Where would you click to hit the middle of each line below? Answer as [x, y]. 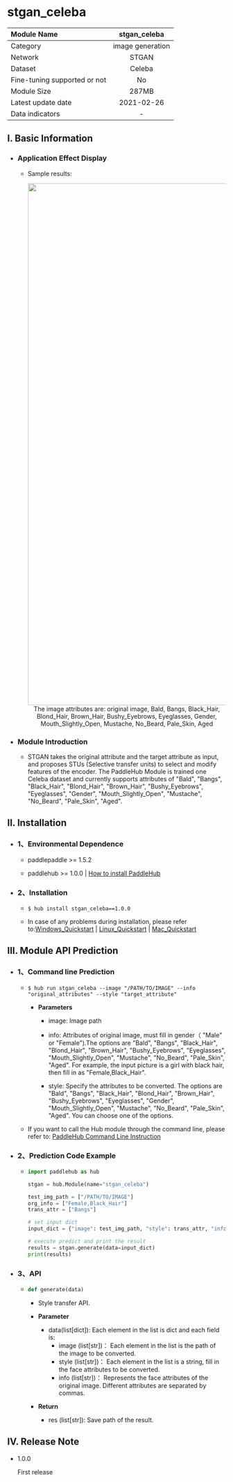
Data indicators [35, 113]
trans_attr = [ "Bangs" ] [62, 1210]
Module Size [31, 91]
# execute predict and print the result [87, 1242]
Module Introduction [52, 742]
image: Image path [75, 1021]
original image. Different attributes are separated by [132, 1385]
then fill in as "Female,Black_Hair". [97, 1072]
